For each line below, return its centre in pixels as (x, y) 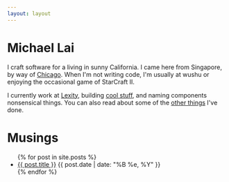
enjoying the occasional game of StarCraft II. (71, 82)
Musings (33, 137)
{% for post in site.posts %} (57, 157)
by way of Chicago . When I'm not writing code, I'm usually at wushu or (108, 74)
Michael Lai (41, 47)
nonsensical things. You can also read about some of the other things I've (112, 102)
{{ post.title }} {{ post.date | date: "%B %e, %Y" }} (89, 164)
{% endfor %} (37, 172)
